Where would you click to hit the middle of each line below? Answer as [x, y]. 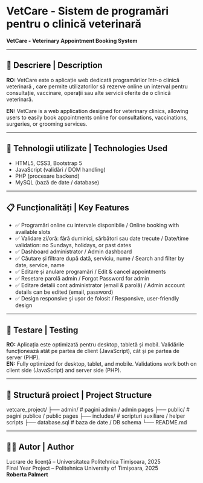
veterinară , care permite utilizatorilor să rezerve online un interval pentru [97, 86]
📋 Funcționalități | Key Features [68, 208]
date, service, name [40, 265]
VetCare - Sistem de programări [88, 11]
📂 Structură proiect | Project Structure [79, 395]
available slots [33, 232]
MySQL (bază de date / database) [57, 182]
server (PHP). [23, 357]
